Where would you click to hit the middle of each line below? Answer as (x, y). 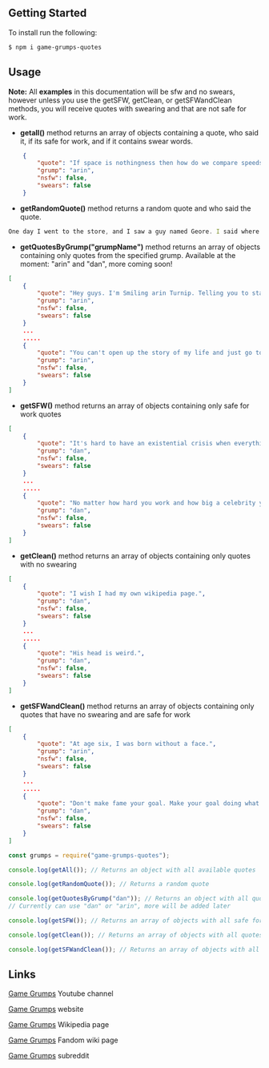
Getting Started (48, 13)
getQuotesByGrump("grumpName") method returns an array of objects (140, 247)
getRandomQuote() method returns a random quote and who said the (135, 208)
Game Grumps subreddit (49, 1056)
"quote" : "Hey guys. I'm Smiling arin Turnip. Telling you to (143, 293)
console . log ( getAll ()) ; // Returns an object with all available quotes (132, 870)
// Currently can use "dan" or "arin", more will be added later (119, 906)
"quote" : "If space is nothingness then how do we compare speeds (150, 163)
